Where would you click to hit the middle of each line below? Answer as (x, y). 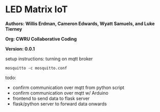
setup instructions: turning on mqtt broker (49, 59)
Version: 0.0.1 (20, 49)
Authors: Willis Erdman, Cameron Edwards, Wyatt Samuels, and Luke (80, 24)
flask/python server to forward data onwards (60, 104)
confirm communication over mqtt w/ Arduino (60, 93)
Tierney (14, 29)
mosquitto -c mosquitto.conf (36, 68)
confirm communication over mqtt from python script (69, 87)
